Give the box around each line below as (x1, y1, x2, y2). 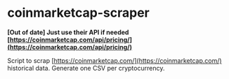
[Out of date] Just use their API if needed (7, 28, 129, 36)
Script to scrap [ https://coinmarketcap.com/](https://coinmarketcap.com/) (7, 56, 223, 64)
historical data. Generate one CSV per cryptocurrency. (7, 64, 165, 72)
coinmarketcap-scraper (7, 5, 150, 21)
